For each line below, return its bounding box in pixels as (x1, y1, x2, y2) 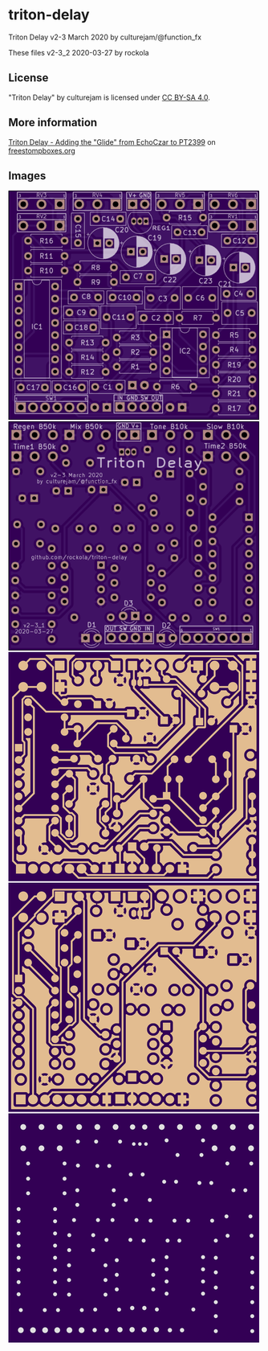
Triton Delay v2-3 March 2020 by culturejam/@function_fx (8, 32, 202, 42)
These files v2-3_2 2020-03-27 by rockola (8, 47, 150, 57)
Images (8, 169, 47, 183)
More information (8, 116, 98, 129)
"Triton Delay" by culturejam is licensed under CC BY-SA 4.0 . (8, 92, 210, 102)
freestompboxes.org (8, 146, 76, 155)
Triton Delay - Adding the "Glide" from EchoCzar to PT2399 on (8, 137, 217, 146)
